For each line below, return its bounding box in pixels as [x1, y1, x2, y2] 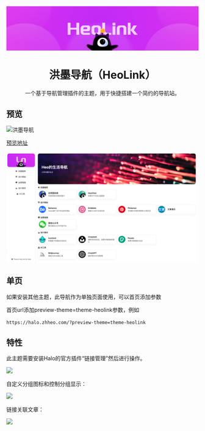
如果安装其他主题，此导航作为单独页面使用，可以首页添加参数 [6, 293, 162, 300]
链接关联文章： [6, 406, 44, 413]
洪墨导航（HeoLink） [49, 68, 156, 82]
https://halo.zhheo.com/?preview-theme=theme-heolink [6, 319, 146, 325]
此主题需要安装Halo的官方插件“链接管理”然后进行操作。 [6, 355, 146, 362]
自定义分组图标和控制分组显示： [6, 380, 87, 388]
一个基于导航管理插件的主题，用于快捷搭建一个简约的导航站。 [25, 89, 180, 96]
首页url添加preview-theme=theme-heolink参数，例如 [6, 306, 139, 313]
